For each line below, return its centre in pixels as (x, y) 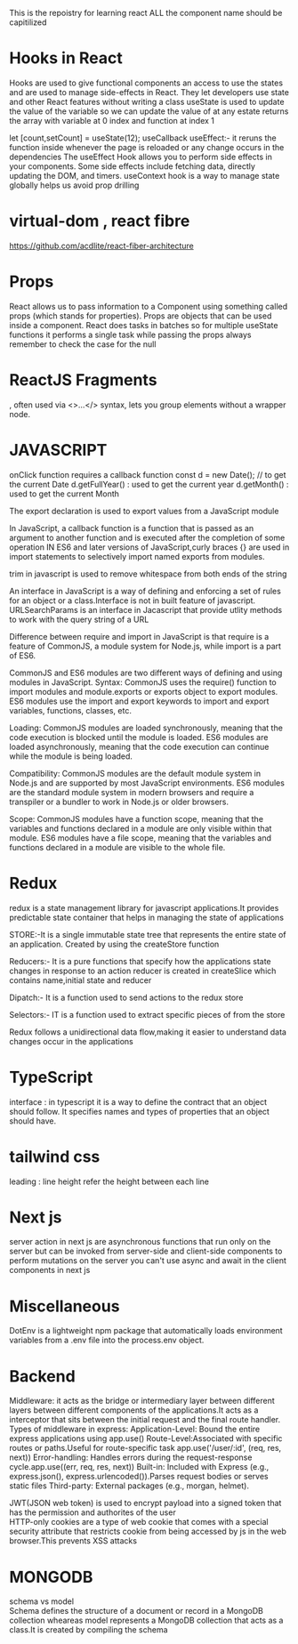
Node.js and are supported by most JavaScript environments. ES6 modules (147, 783)
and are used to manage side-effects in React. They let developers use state (149, 92)
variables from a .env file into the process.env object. (107, 1340)
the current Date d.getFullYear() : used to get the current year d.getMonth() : (149, 484)
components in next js (50, 1270)
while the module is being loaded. (71, 756)
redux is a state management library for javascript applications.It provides (144, 907)
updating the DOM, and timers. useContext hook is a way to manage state (145, 175)
